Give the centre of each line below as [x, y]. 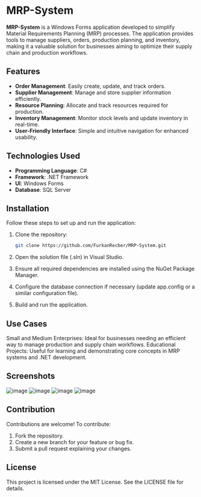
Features [23, 72]
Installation [28, 208]
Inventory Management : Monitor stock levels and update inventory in [101, 118]
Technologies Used [43, 156]
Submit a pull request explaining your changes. [73, 448]
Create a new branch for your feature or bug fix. [74, 442]
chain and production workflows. [47, 52]
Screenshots [31, 376]
